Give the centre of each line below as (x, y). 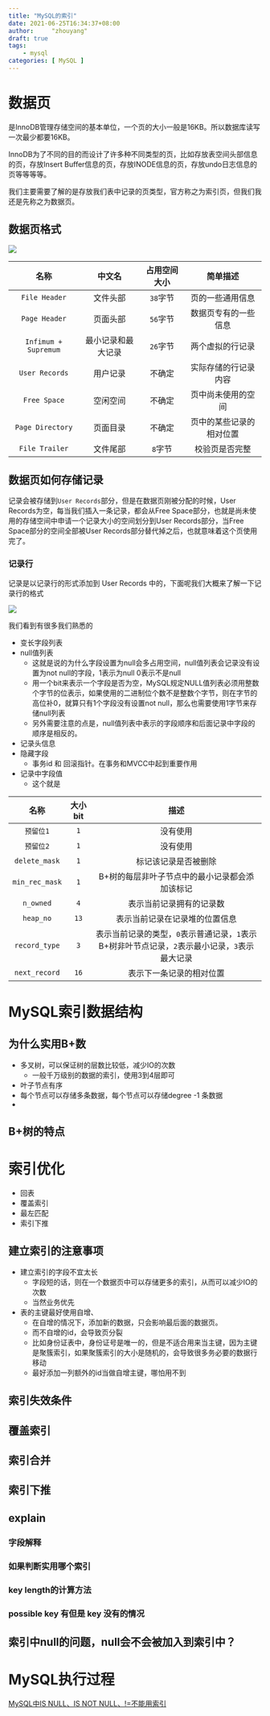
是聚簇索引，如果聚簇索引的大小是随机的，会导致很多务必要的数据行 (145, 1352)
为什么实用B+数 (47, 1044)
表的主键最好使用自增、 (59, 1312)
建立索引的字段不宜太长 (59, 1272)
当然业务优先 (53, 1302)
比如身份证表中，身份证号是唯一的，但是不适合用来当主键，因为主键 (145, 1342)
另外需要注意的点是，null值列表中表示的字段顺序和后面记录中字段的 (143, 723)
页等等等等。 (29, 174)
